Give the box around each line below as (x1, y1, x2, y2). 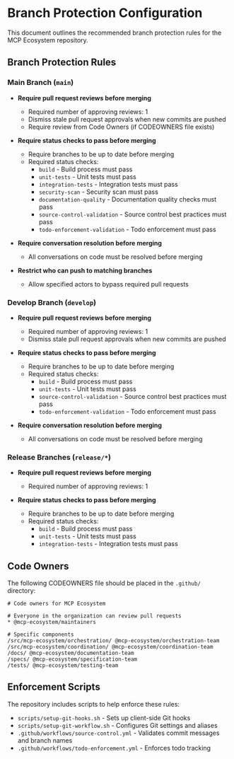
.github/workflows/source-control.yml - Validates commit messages (17, 729, 220, 737)
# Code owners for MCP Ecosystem (7, 600, 106, 608)
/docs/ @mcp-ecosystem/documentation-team (7, 649, 134, 657)
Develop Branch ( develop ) (7, 297, 97, 307)
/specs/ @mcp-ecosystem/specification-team (7, 656, 138, 663)
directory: (7, 586, 36, 595)
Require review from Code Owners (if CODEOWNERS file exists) (28, 122, 215, 131)
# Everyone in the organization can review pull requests (7, 613, 182, 620)
